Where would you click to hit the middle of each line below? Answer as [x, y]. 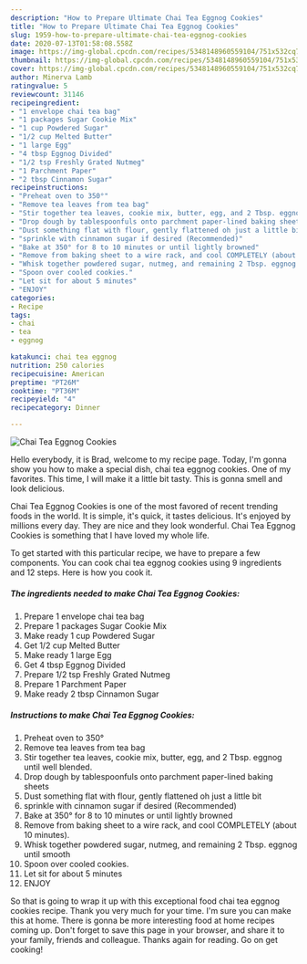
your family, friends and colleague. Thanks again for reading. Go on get [144, 939]
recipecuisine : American [57, 374]
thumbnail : [31, 60]
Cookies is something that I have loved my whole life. [110, 535]
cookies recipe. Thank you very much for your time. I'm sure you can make [151, 910]
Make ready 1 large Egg [67, 655]
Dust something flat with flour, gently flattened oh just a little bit [143, 796]
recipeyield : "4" [43, 399]
